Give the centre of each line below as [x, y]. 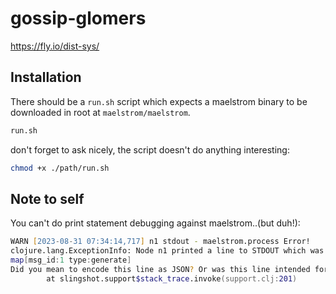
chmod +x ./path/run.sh [60, 168]
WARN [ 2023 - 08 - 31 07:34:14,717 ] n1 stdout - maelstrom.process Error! [160, 242]
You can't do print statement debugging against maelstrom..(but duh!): [155, 223]
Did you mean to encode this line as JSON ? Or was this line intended [160, 269]
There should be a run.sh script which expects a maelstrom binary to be [159, 101]
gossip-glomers [78, 18]
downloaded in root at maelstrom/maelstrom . [100, 112]
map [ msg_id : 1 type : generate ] [71, 260]
